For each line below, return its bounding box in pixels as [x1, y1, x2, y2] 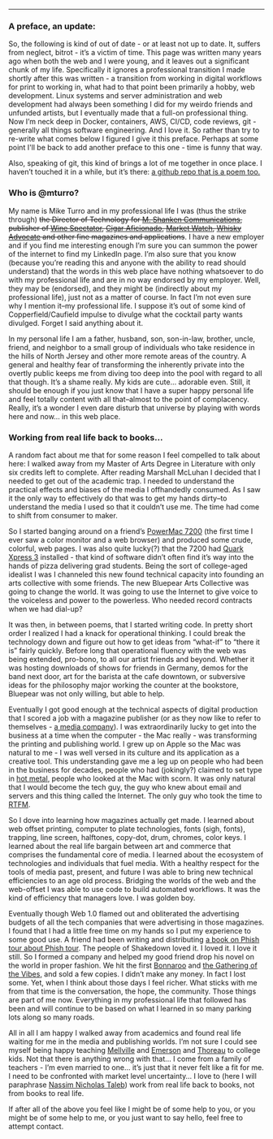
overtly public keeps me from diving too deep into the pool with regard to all [8, 368, 262, 378]
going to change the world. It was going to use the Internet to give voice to [8, 587, 258, 596]
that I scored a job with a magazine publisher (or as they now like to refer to [8, 712, 262, 723]
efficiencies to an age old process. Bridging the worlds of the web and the [8, 875, 257, 886]
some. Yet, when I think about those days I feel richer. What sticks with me [8, 977, 258, 987]
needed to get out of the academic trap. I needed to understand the [8, 476, 235, 486]
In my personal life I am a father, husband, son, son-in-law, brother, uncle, [8, 334, 256, 344]
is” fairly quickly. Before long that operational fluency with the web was [8, 645, 246, 655]
